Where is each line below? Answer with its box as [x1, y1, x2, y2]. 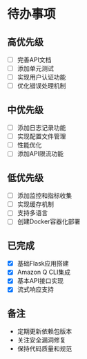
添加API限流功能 [17, 149, 64, 158]
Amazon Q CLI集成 [17, 268, 71, 277]
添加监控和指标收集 [17, 192, 72, 200]
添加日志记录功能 [17, 124, 66, 132]
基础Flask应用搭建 [17, 259, 69, 268]
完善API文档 [17, 56, 52, 64]
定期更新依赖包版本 [17, 327, 72, 335]
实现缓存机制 [17, 200, 54, 208]
